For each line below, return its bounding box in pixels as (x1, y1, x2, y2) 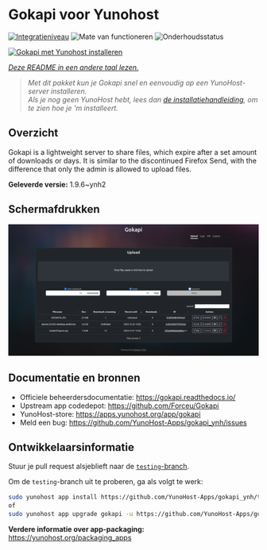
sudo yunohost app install (8, 494, 98, 502)
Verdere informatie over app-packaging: (8, 525, 145, 534)
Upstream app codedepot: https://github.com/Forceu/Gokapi (19, 401, 219, 410)
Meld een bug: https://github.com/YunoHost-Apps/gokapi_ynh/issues (19, 417, 248, 427)
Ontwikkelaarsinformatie (8, 440, 135, 454)
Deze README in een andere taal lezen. (8, 62, 139, 72)
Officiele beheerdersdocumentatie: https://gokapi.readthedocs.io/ (19, 392, 236, 402)
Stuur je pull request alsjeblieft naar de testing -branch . (8, 462, 190, 471)
